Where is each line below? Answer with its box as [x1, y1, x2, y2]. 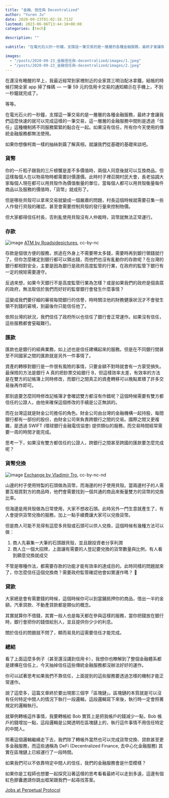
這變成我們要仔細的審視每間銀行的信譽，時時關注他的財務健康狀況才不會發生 [5, 297, 164, 303]
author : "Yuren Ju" [5, 12, 46, 17]
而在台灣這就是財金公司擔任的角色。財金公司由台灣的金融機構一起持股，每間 [5, 410, 164, 416]
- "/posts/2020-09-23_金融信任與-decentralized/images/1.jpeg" [10, 58, 141, 63]
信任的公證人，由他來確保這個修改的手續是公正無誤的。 [5, 399, 120, 405]
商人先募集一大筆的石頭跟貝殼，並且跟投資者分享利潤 [12, 540, 123, 546]
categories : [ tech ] [5, 26, 46, 31]
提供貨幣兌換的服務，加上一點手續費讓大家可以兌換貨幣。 [14, 512, 133, 518]
